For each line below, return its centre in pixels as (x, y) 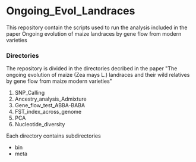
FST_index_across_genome (48, 112)
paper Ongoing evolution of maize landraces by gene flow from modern (94, 33)
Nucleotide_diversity (40, 124)
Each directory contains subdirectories (53, 136)
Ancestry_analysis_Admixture (51, 99)
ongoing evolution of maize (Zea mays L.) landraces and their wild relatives (98, 75)
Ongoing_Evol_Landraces (71, 11)
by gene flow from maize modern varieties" (59, 81)
